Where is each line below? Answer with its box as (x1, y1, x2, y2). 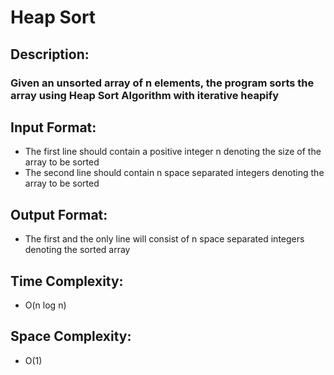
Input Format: (10, 119, 97, 136)
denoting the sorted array (24, 244, 131, 256)
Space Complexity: (10, 328, 132, 345)
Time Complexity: (10, 272, 124, 290)
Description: (10, 46, 90, 63)
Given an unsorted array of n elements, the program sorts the (10, 76, 315, 90)
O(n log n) (24, 299, 67, 311)
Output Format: (10, 206, 108, 223)
